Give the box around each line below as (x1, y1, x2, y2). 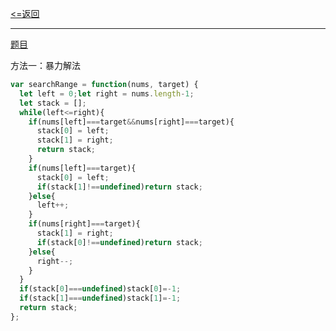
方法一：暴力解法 (10, 60, 81, 71)
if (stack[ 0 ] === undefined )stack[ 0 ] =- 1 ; (19, 284, 182, 294)
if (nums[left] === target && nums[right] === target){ (28, 117, 235, 127)
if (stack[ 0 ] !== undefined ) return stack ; (36, 237, 203, 247)
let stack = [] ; (19, 98, 87, 108)
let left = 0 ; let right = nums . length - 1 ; (19, 88, 195, 99)
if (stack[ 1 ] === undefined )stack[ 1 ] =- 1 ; (19, 293, 182, 304)
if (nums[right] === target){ (28, 219, 141, 229)
